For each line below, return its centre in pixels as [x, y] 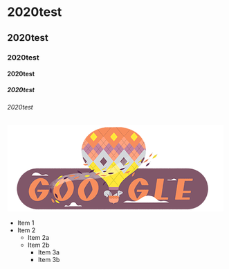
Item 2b [38, 245]
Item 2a [38, 237]
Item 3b [49, 259]
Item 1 [26, 223]
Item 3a [49, 252]
